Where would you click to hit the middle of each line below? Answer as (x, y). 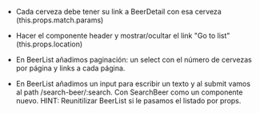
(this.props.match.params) (60, 20)
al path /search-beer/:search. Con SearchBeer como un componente (129, 92)
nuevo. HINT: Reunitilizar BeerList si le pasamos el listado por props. (128, 101)
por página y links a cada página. (70, 68)
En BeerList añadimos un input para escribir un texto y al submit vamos (133, 84)
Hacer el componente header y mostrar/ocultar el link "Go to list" (123, 36)
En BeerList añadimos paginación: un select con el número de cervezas (134, 60)
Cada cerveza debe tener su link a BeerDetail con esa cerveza (118, 12)
